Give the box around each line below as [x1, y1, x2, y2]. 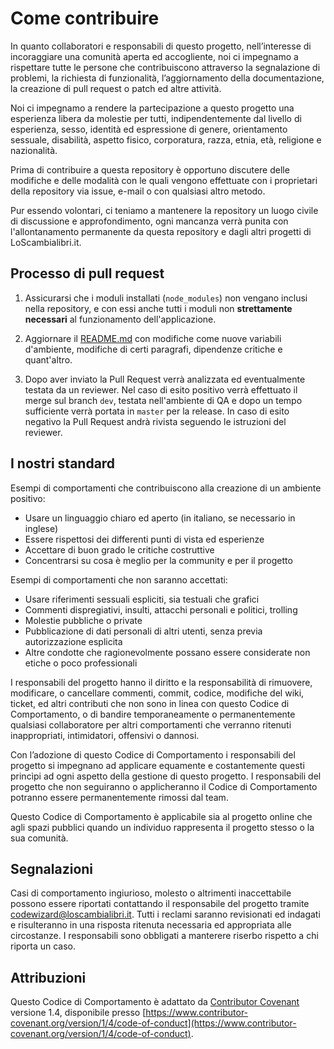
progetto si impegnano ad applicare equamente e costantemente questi [10, 759, 305, 771]
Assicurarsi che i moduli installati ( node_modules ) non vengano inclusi [24, 292, 308, 304]
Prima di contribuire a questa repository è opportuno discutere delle [10, 163, 290, 176]
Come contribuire [10, 7, 160, 30]
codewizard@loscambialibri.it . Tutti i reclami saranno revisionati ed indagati [10, 908, 321, 921]
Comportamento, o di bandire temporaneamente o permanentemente [10, 708, 296, 720]
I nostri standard [10, 455, 116, 472]
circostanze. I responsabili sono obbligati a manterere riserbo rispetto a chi [10, 930, 319, 942]
